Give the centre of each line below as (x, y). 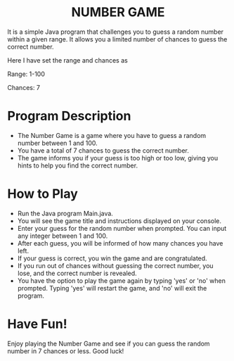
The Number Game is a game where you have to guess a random (112, 135)
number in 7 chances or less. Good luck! (66, 351)
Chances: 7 (24, 87)
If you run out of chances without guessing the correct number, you (115, 265)
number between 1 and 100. (58, 143)
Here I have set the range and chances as (67, 60)
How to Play (43, 194)
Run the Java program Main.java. (65, 213)
